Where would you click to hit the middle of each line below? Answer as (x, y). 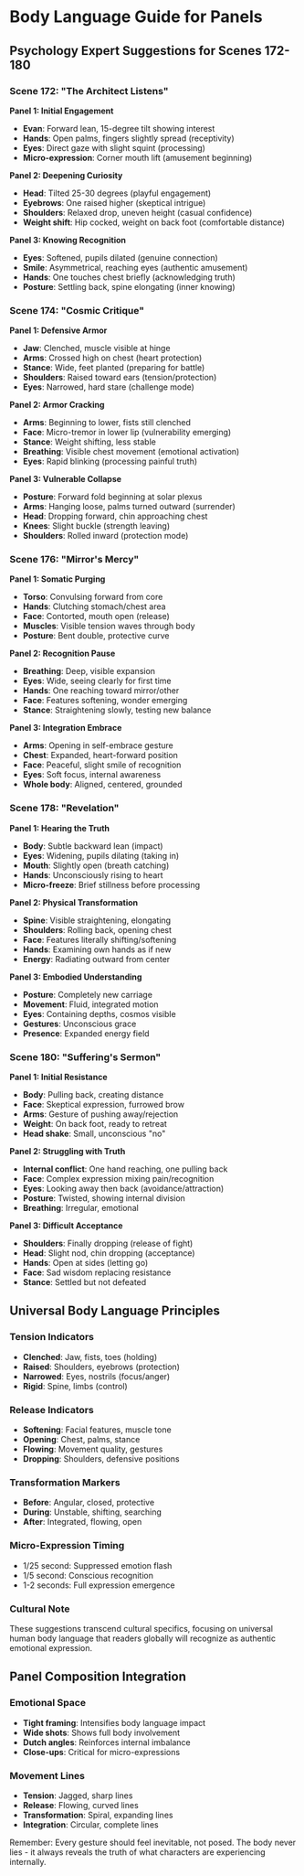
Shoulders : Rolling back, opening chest (97, 929)
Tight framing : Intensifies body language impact (114, 1722)
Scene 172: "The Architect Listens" (89, 91)
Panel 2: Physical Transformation (74, 902)
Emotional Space (48, 1703)
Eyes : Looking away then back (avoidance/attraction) (123, 1189)
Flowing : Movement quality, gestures (93, 1449)
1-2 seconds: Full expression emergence (99, 1585)
